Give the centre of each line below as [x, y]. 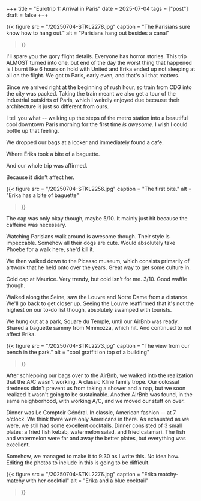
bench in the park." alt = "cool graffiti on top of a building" [78, 352]
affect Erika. [21, 334]
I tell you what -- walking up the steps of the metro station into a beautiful [97, 118]
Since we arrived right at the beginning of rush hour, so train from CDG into [99, 87]
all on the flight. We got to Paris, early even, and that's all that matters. [93, 75]
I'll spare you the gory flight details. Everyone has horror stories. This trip [97, 56]
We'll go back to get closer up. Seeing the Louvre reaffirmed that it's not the [100, 303]
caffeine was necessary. [36, 225]
